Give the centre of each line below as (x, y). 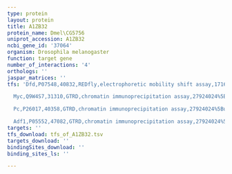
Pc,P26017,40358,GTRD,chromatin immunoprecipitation (91, 109)
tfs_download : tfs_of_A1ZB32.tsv (55, 134)
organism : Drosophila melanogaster (58, 52)
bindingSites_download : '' (46, 147)
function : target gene (40, 59)
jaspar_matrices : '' (37, 78)
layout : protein (30, 20)
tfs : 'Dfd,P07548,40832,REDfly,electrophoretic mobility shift (100, 84)
